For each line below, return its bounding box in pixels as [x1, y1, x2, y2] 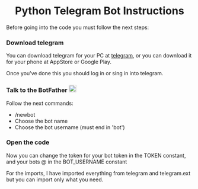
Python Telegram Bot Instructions [14, 4, 185, 18]
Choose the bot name [14, 117, 68, 124]
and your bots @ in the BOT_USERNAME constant [6, 158, 127, 165]
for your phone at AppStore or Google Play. [6, 58, 111, 66]
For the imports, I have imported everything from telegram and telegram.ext [6, 169, 191, 177]
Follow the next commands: [6, 100, 74, 107]
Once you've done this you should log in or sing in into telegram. [6, 70, 164, 77]
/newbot [14, 111, 36, 118]
